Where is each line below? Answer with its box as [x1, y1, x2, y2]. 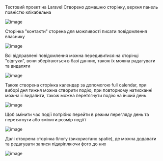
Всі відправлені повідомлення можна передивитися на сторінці [5, 53, 139, 58]
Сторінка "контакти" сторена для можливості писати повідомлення [5, 28, 147, 34]
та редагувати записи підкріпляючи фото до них [5, 141, 107, 147]
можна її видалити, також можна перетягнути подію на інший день [5, 93, 146, 98]
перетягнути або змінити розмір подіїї [5, 117, 86, 122]
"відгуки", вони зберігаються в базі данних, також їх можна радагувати [5, 58, 156, 63]
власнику [5, 34, 25, 39]
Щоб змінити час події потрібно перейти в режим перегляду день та [5, 111, 149, 117]
